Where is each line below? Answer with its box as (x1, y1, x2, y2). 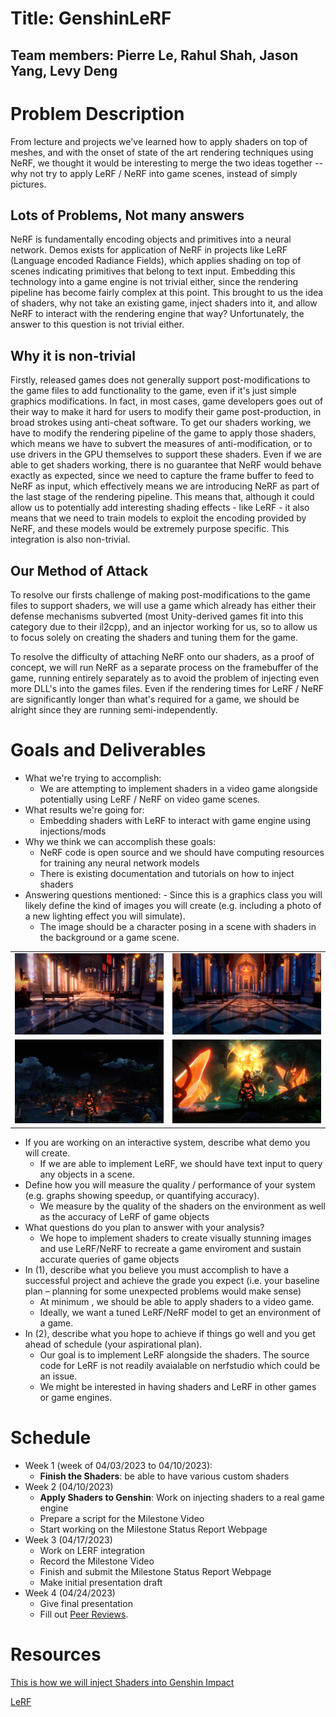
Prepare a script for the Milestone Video (39, 1512, 205, 1524)
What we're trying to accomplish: (24, 772, 162, 784)
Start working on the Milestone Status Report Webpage (39, 1523, 268, 1535)
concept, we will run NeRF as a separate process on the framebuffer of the (10, 661, 319, 673)
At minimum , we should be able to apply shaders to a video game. (39, 1295, 315, 1307)
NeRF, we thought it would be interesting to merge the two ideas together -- (10, 157, 323, 169)
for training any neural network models (39, 857, 200, 869)
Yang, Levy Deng (10, 62, 118, 79)
